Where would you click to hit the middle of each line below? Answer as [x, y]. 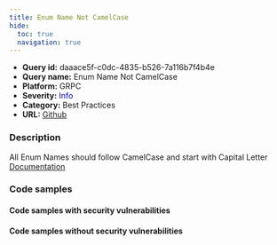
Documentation [37, 166]
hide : [19, 26]
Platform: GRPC [51, 86]
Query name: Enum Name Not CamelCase [99, 77]
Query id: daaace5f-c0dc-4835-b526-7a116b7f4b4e [118, 67]
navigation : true [49, 42]
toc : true [35, 34]
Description [35, 138]
